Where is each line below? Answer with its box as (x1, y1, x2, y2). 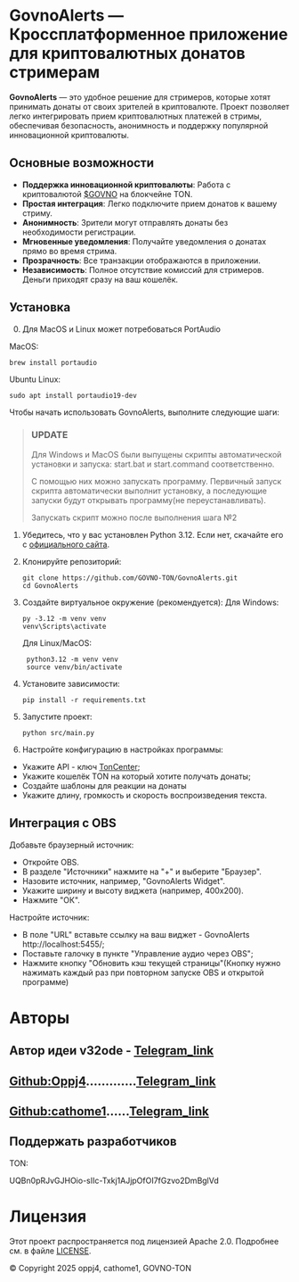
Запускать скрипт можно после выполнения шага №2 (30, 512, 238, 523)
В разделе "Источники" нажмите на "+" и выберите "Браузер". (21, 866, 263, 877)
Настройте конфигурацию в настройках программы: (21, 744, 224, 755)
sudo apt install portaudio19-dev (9, 391, 138, 400)
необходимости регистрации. (21, 227, 136, 237)
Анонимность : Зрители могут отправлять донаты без (21, 217, 229, 227)
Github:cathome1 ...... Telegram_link (9, 1104, 209, 1120)
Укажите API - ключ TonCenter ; (21, 761, 141, 772)
